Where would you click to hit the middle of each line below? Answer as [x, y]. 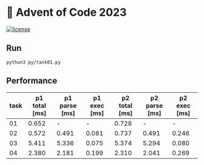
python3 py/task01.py [34, 62]
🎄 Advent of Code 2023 [66, 12]
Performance [32, 81]
